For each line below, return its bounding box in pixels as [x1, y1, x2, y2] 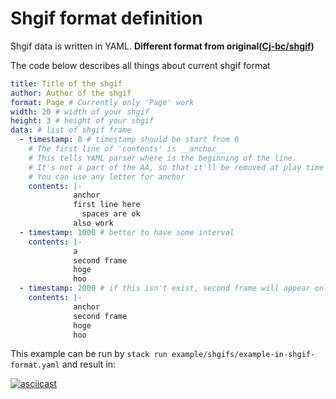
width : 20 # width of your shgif [10, 107, 150, 117]
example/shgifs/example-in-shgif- [171, 350, 316, 360]
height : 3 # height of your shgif [10, 116, 155, 126]
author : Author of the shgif [10, 88, 132, 98]
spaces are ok [81, 209, 141, 219]
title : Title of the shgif [10, 78, 123, 89]
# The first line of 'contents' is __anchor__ [28, 144, 226, 154]
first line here [73, 200, 141, 210]
